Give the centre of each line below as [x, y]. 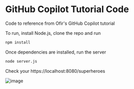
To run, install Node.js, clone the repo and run [53, 33]
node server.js [21, 61]
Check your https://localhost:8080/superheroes [55, 71]
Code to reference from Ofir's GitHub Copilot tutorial [60, 23]
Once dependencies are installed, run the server [56, 52]
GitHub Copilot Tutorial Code [67, 9]
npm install [18, 42]
